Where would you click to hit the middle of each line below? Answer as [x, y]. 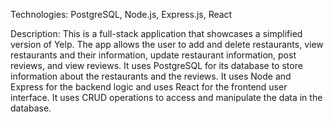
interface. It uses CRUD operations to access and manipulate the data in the [166, 97]
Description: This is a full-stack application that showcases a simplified [156, 33]
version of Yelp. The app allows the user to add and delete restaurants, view [167, 44]
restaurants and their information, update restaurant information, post [153, 55]
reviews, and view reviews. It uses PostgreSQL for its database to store [156, 65]
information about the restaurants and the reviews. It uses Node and [151, 76]
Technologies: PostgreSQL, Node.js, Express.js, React [121, 14]
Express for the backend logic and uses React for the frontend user [149, 87]
